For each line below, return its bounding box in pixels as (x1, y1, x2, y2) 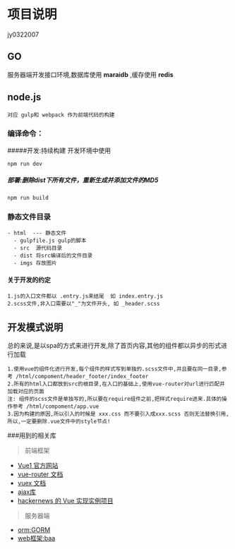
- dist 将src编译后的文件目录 (13, 252, 93, 260)
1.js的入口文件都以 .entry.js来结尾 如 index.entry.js (7, 293, 164, 300)
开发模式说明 (7, 321, 64, 333)
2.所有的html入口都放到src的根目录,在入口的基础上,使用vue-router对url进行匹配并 (7, 380, 225, 388)
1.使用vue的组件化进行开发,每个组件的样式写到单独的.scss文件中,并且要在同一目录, (7, 366, 222, 373)
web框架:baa (17, 534, 56, 543)
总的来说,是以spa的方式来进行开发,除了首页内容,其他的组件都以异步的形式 (7, 342, 222, 350)
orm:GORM (17, 526, 51, 534)
